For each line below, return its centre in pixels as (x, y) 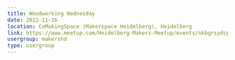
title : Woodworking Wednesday (51, 13)
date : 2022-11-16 (33, 20)
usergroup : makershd (37, 39)
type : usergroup (31, 46)
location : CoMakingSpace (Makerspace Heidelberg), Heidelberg (100, 26)
